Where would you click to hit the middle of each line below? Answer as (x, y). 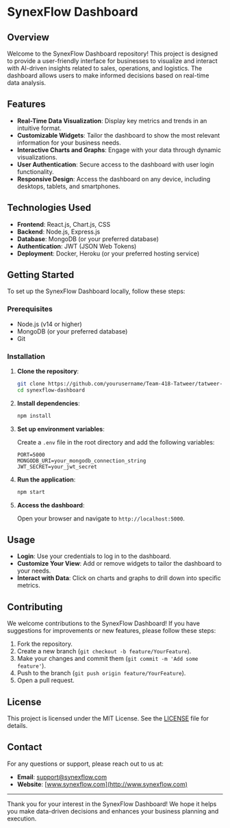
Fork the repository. (45, 644)
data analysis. (27, 83)
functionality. (35, 171)
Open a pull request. (46, 680)
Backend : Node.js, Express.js (59, 231)
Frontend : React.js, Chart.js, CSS (64, 224)
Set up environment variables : (61, 429)
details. (17, 725)
